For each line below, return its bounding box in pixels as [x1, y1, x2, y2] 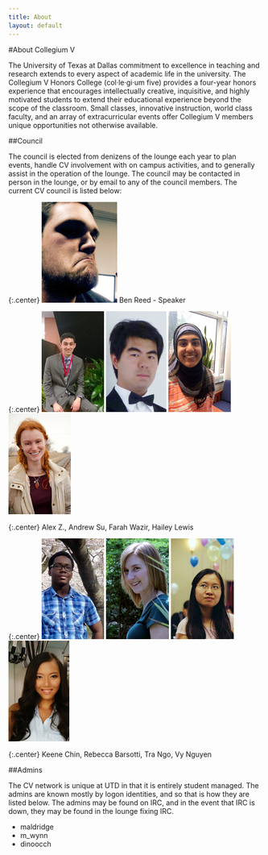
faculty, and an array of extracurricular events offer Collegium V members [8, 111, 254, 121]
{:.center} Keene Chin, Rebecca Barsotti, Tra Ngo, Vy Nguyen [8, 749, 212, 759]
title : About [8, 13, 52, 21]
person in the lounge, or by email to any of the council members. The [8, 177, 237, 187]
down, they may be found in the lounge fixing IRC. [8, 806, 175, 816]
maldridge [19, 822, 55, 832]
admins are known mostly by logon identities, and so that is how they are [8, 789, 250, 799]
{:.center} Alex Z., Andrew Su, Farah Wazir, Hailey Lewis [8, 522, 194, 532]
